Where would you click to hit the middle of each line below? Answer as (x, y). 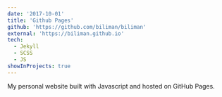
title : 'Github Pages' (41, 20)
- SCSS (23, 53)
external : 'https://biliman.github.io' (66, 33)
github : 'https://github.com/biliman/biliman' (77, 27)
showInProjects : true (39, 66)
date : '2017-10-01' (36, 14)
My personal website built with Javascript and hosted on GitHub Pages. (111, 86)
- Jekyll (26, 46)
